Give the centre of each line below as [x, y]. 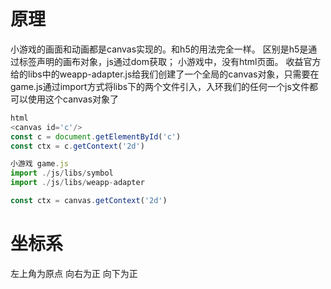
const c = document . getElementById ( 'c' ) [96, 136]
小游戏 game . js [39, 164]
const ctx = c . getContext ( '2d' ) [77, 146]
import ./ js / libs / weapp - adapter [77, 183]
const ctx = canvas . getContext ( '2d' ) [89, 201]
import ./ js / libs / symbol [62, 173]
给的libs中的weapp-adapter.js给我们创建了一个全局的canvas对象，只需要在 [165, 74]
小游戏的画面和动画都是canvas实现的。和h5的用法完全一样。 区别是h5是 [159, 49]
